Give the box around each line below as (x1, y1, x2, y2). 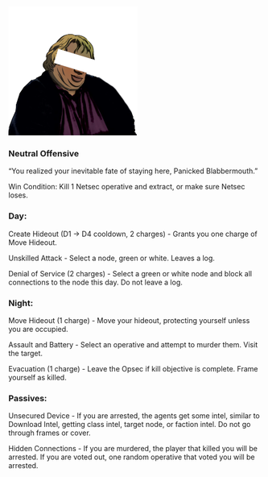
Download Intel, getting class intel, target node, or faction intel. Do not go (8, 420, 251, 429)
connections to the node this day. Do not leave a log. (8, 277, 183, 287)
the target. (8, 348, 43, 358)
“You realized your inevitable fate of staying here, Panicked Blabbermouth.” (8, 166, 258, 176)
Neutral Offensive (8, 147, 80, 159)
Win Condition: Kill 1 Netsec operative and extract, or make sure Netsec (8, 182, 245, 192)
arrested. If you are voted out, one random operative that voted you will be (8, 452, 255, 462)
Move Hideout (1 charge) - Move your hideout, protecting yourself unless (8, 315, 250, 325)
